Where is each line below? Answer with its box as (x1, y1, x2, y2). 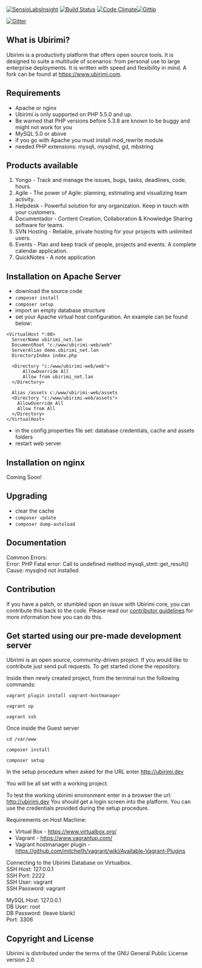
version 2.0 (6, 956, 35, 964)
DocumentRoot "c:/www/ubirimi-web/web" (12, 342, 113, 348)
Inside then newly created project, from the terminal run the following (6, 674, 180, 682)
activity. (15, 196, 35, 203)
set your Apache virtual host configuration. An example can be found (15, 313, 188, 321)
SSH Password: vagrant (6, 885, 66, 892)
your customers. (15, 209, 56, 216)
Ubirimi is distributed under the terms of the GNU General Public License (6, 950, 188, 957)
